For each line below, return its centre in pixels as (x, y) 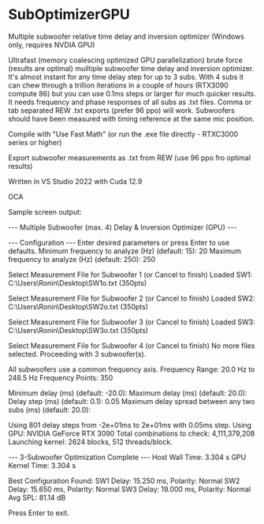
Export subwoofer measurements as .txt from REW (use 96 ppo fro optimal (129, 157)
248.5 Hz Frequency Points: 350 (61, 377)
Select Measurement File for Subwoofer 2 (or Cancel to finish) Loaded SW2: (132, 298)
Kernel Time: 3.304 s (42, 465)
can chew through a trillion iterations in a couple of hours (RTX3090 (118, 85)
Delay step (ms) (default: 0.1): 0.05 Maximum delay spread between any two (132, 401)
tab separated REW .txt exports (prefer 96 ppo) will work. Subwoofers (121, 110)
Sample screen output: (45, 211)
